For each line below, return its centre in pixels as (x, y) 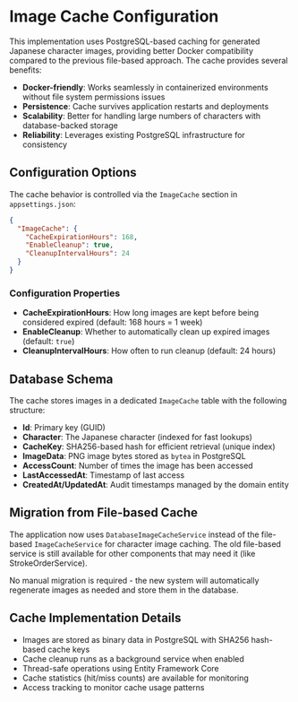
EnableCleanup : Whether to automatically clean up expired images (146, 332)
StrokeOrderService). (48, 563)
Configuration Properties (65, 293)
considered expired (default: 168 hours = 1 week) (112, 322)
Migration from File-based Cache (104, 513)
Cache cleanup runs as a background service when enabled (133, 659)
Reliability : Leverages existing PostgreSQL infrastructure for (134, 134)
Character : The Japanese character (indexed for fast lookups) (137, 437)
